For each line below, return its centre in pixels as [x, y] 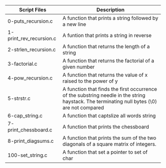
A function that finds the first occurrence [110, 89]
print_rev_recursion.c [32, 38]
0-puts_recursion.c [30, 21]
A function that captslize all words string [109, 116]
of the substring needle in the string [104, 95]
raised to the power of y [90, 81]
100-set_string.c [28, 155]
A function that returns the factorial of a [108, 61]
